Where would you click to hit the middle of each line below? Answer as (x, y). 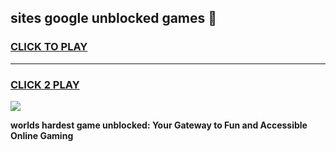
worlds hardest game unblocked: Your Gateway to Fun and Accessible (159, 125)
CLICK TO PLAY (49, 47)
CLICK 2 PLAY (45, 84)
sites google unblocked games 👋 (114, 18)
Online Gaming (42, 135)
